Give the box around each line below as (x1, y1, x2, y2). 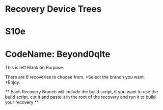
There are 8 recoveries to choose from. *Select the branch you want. (5, 74, 145, 80)
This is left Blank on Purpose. (5, 65, 64, 71)
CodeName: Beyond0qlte (5, 48, 110, 59)
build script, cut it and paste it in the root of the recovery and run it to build (5, 94, 156, 100)
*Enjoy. (5, 80, 21, 85)
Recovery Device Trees (5, 3, 102, 15)
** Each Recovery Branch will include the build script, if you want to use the (5, 89, 158, 95)
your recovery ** (5, 99, 39, 105)
